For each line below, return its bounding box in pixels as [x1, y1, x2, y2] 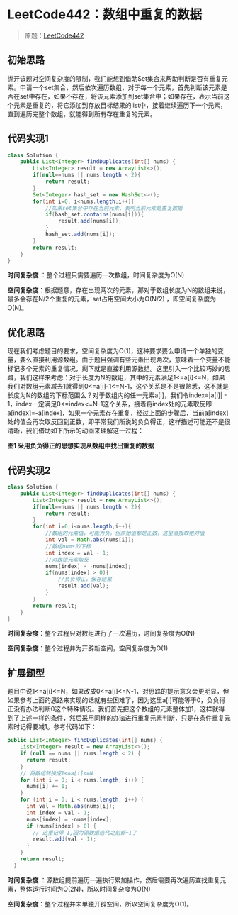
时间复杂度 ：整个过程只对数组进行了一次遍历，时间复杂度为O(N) [7, 629, 195, 638]
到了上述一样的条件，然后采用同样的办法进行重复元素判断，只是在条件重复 [7, 714, 225, 722]
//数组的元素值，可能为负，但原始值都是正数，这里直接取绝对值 [45, 530, 205, 537]
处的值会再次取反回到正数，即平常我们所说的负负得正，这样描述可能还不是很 [7, 418, 231, 426]
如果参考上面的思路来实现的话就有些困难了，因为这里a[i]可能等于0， [7, 696, 208, 704]
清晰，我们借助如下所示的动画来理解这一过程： [7, 426, 144, 435]
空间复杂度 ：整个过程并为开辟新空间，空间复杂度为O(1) [7, 644, 169, 653]
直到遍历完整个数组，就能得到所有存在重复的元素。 [7, 109, 157, 118]
